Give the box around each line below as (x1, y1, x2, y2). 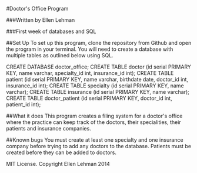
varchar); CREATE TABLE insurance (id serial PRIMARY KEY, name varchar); (6, 89, 190, 95)
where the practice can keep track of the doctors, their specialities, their (6, 119, 181, 126)
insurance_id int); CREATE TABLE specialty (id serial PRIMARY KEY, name (6, 82, 184, 89)
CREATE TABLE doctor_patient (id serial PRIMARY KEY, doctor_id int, (6, 94, 172, 102)
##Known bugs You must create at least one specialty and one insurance (6, 136, 183, 143)
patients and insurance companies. (6, 125, 91, 132)
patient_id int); (6, 101, 41, 108)
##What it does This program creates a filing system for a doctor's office (6, 112, 183, 119)
